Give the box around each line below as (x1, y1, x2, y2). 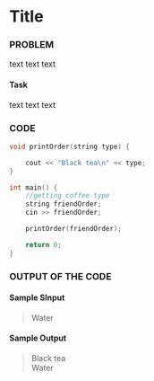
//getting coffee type (25, 191, 110, 200)
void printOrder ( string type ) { (9, 142, 130, 151)
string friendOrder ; (25, 199, 102, 208)
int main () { (9, 182, 58, 192)
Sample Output (9, 332, 67, 343)
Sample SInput (9, 292, 65, 303)
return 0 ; (25, 240, 63, 249)
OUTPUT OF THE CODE (9, 270, 112, 282)
